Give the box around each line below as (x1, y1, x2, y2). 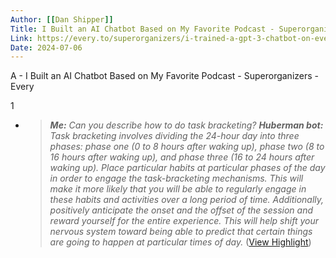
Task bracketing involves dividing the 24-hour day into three (49, 130, 300, 142)
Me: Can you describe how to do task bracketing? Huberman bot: (49, 119, 324, 131)
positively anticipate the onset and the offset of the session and (49, 204, 313, 216)
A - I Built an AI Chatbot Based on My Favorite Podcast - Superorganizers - (10, 70, 320, 82)
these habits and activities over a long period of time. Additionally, (49, 194, 325, 206)
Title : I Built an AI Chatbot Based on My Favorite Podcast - (10, 24, 275, 34)
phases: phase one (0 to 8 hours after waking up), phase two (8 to (49, 141, 325, 153)
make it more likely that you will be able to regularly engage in (49, 183, 307, 195)
